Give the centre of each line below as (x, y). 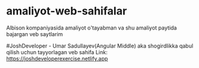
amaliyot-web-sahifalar (67, 11)
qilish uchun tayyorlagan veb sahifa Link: (57, 52)
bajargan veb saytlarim (35, 34)
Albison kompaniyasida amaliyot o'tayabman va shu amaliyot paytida (92, 28)
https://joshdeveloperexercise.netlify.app (57, 58)
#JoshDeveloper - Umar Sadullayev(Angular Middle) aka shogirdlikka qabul (100, 46)
